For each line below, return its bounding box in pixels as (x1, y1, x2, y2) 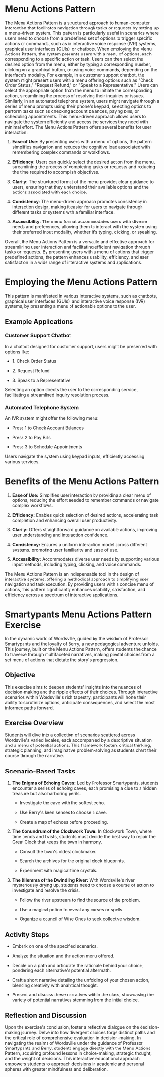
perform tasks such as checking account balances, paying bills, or (5, 108, 139, 114)
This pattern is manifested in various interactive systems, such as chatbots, (5, 293, 158, 299)
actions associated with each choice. (12, 189, 87, 195)
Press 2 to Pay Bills (12, 434, 51, 440)
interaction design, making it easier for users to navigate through (12, 204, 143, 210)
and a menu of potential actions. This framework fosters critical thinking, (5, 743, 152, 748)
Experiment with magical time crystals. (19, 868, 98, 874)
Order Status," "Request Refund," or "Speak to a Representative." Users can (5, 82, 158, 88)
